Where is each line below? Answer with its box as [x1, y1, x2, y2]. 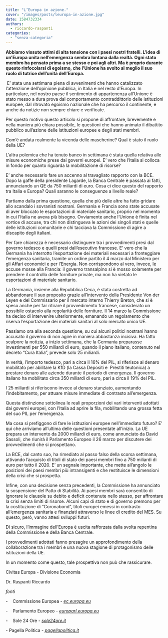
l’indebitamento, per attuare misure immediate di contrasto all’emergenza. [5, 390, 157, 396]
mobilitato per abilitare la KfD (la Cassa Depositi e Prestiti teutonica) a [5, 364, 150, 370]
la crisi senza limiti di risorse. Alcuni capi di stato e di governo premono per [5, 498, 160, 504]
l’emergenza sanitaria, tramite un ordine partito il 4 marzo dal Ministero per [5, 255, 159, 261]
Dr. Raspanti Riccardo [5, 578, 50, 584]
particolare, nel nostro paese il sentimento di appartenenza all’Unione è [5, 91, 153, 97]
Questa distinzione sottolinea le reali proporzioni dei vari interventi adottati [5, 399, 159, 406]
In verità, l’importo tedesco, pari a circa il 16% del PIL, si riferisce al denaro [5, 359, 159, 365]
